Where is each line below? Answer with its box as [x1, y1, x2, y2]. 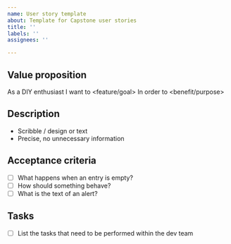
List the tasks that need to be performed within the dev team [17, 228, 194, 237]
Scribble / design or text [17, 126, 88, 135]
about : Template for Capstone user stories [7, 17, 137, 24]
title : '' [7, 23, 37, 30]
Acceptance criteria [7, 154, 96, 166]
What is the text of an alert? [17, 189, 98, 197]
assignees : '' [7, 37, 49, 44]
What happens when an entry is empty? [17, 173, 134, 182]
